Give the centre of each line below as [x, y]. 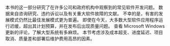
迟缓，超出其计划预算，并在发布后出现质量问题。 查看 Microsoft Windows [87, 26]
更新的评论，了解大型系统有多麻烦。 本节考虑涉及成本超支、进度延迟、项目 [84, 32]
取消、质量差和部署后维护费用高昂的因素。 [50, 38]
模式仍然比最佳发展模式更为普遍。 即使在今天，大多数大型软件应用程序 [84, 20]
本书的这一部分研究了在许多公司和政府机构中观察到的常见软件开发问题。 [81, 7]
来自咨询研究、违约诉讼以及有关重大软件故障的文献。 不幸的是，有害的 [84, 13]
